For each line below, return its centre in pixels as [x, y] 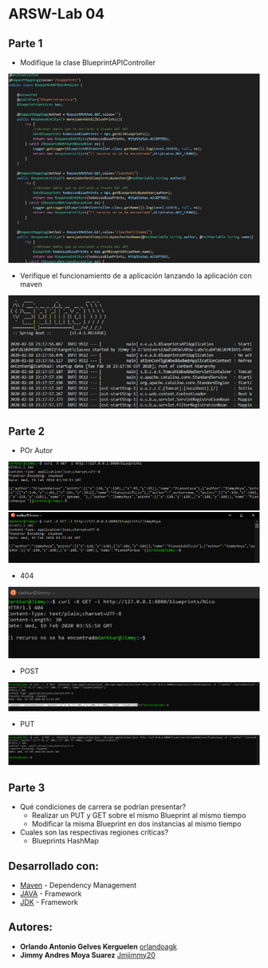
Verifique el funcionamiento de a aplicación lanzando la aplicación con [136, 276]
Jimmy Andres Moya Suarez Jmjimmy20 [87, 954]
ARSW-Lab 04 [57, 14]
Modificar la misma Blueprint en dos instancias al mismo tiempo [136, 824]
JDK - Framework [49, 902]
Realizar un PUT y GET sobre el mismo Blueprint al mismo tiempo [139, 815]
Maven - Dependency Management [78, 885]
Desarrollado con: [54, 866]
